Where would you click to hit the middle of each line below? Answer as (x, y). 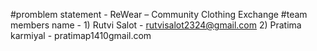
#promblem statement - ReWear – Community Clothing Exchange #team (159, 14)
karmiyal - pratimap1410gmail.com (81, 35)
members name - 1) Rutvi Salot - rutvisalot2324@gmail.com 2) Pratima (156, 25)
